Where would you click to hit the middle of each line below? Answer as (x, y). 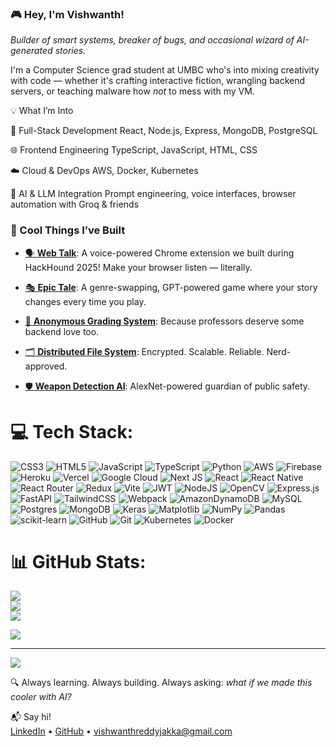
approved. (46, 366)
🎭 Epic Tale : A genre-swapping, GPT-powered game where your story (171, 287)
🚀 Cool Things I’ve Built (68, 230)
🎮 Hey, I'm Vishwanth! (67, 14)
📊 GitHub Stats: (78, 561)
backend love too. (62, 331)
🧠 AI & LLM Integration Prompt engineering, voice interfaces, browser (153, 194)
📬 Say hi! (31, 717)
